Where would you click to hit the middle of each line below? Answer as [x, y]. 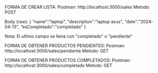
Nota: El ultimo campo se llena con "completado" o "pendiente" [68, 36]
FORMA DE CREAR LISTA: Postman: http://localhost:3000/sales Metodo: [77, 7]
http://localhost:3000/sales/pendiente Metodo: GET [56, 51]
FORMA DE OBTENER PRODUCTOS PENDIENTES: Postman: [65, 46]
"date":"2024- [139, 22]
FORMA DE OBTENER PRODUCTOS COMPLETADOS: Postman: [68, 60]
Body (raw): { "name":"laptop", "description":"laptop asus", [64, 22]
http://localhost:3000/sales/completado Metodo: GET [59, 65]
